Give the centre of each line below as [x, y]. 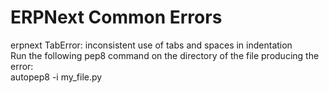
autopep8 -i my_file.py [56, 77]
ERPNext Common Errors [116, 17]
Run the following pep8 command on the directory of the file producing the [165, 55]
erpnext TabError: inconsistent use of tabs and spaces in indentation [151, 45]
